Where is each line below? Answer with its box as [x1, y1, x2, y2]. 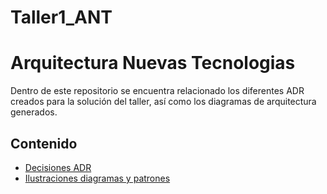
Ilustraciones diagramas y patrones [24, 172, 171, 184]
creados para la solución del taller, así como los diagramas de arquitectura [10, 96, 317, 108]
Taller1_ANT [10, 6, 113, 29]
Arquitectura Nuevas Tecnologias [10, 52, 296, 75]
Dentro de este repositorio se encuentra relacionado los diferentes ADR [10, 85, 305, 97]
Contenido [10, 135, 78, 152]
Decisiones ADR [24, 161, 92, 173]
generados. [10, 106, 58, 118]
